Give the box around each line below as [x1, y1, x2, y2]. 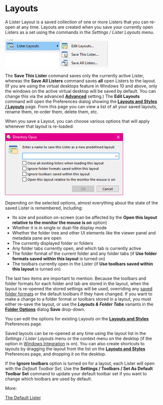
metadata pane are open [12, 235, 62, 241]
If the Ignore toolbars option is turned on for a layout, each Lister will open [5, 360, 155, 366]
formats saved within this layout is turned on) [12, 255, 106, 261]
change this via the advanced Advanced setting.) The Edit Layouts [5, 93, 140, 99]
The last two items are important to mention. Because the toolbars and [5, 275, 146, 281]
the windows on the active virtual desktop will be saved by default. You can [5, 88, 156, 94]
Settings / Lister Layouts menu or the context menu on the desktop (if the [5, 336, 152, 341]
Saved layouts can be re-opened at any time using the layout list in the [5, 330, 146, 336]
